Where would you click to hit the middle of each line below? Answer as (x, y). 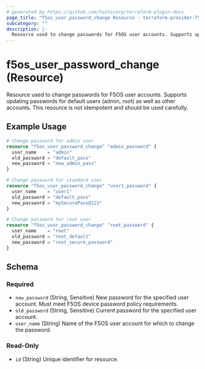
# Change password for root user (49, 220)
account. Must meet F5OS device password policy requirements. (97, 304)
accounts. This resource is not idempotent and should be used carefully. (97, 108)
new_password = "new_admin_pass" (54, 163)
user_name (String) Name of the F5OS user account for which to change (105, 323)
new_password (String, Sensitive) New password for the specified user (102, 298)
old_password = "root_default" (52, 237)
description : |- (27, 29)
